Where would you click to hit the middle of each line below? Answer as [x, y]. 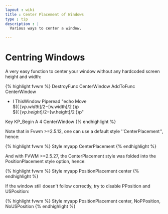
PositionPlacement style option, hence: [46, 161]
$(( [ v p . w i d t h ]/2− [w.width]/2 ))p [46, 107]
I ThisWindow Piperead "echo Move [49, 101]
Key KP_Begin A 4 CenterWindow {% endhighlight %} [61, 122]
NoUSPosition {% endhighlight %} [41, 206]
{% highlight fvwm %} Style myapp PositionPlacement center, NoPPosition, [83, 201]
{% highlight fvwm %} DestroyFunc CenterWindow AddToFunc [70, 86]
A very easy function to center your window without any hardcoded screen [83, 71]
